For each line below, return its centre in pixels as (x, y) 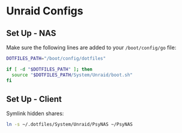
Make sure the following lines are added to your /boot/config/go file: (91, 47)
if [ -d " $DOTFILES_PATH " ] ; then (50, 69)
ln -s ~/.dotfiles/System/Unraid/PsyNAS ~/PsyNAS (70, 125)
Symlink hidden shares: (35, 114)
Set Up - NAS (31, 33)
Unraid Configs (45, 11)
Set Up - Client (34, 99)
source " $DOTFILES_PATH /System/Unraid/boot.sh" (72, 75)
